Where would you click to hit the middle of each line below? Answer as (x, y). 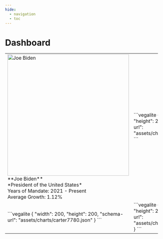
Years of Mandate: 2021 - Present (47, 191)
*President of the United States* (45, 185)
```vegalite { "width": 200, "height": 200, (53, 214)
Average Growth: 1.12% (35, 197)
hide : (10, 9)
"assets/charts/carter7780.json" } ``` (60, 220)
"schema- (112, 214)
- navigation (23, 14)
